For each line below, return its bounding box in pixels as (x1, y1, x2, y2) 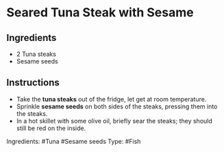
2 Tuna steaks (16, 50, 56, 58)
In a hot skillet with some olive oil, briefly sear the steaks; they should (16, 117, 213, 125)
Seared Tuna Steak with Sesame (6, 5, 194, 20)
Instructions (6, 77, 60, 89)
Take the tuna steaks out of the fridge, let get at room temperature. (16, 95, 207, 103)
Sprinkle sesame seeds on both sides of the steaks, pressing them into (16, 102, 218, 110)
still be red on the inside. (16, 124, 86, 132)
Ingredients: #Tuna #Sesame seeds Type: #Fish (6, 137, 141, 145)
